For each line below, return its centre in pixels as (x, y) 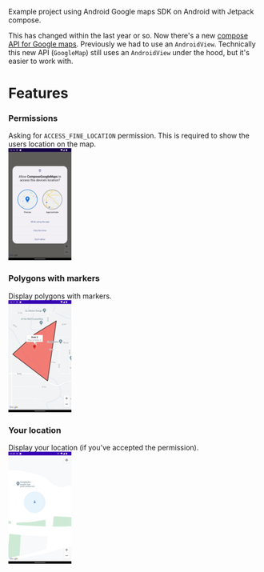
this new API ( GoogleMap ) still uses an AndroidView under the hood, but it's (129, 52)
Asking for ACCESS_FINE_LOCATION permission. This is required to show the (129, 136)
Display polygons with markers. (60, 296)
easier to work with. (41, 61)
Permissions (33, 118)
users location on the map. (52, 144)
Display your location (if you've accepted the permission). (104, 448)
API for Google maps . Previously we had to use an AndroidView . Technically (132, 44)
